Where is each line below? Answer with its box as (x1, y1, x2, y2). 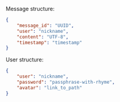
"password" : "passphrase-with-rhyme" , (16, 79, 115, 85)
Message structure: (5, 5, 55, 12)
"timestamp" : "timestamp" (16, 39, 83, 46)
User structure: (5, 56, 44, 63)
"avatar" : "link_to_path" (16, 84, 83, 90)
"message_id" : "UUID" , (16, 22, 74, 29)
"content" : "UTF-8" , (16, 33, 69, 40)
